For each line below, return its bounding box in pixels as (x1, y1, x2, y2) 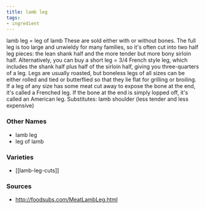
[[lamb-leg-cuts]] (15, 166, 59, 174)
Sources (6, 182, 32, 190)
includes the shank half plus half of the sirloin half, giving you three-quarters (6, 63, 199, 70)
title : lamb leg (6, 9, 48, 15)
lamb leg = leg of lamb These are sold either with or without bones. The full (6, 37, 196, 45)
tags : (6, 15, 20, 21)
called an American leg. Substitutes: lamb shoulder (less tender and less (6, 95, 188, 103)
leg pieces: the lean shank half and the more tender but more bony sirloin (6, 50, 192, 57)
